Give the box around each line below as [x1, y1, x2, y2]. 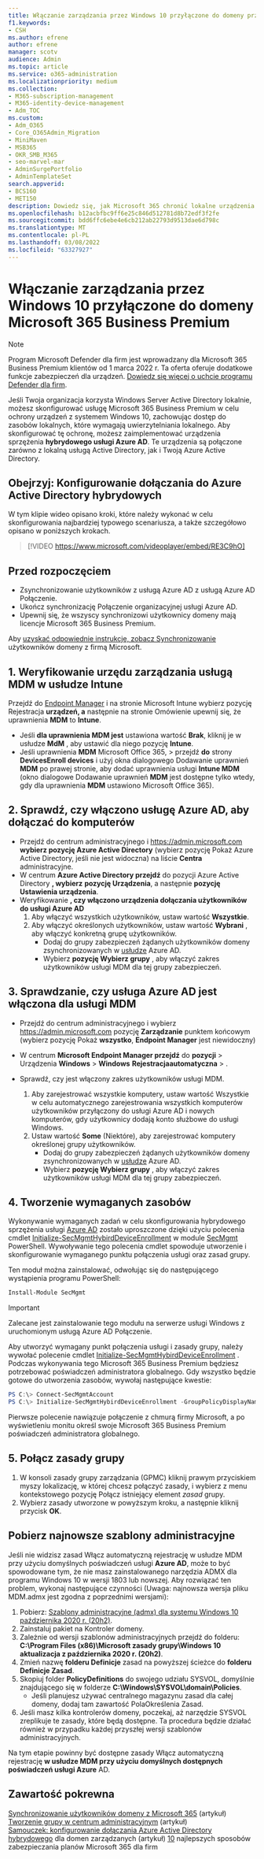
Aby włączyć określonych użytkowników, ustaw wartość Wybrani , [31, 920, 248, 929]
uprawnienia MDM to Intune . [8, 715, 102, 725]
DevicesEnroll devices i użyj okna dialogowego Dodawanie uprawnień [19, 755, 249, 765]
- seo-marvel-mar [8, 158, 65, 166]
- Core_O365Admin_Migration [8, 128, 101, 136]
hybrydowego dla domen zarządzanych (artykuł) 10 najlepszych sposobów [8, 1833, 251, 1843]
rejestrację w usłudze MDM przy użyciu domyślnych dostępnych [8, 1756, 223, 1765]
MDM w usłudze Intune [8, 677, 123, 691]
